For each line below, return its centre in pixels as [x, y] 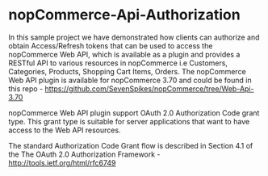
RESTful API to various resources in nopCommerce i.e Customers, [118, 63]
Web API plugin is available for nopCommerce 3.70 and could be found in [130, 80]
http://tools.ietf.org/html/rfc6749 [62, 162]
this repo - [26, 88]
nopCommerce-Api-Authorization [124, 15]
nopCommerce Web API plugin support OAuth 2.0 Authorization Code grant [134, 113]
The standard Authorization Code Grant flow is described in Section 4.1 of [131, 145]
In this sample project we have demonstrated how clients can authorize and [134, 37]
